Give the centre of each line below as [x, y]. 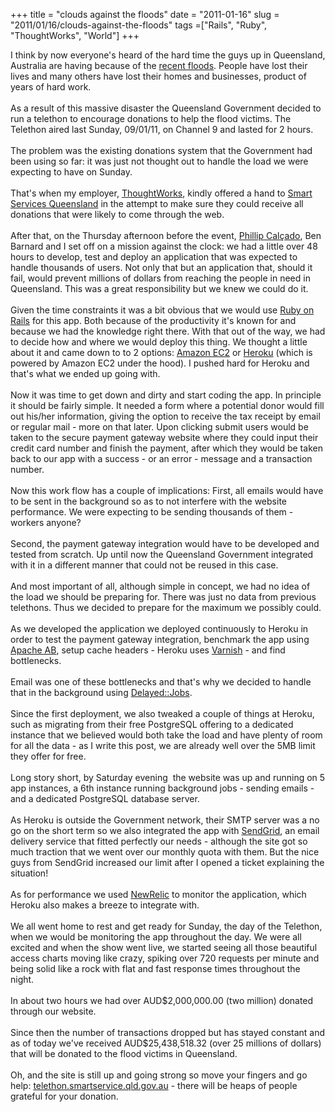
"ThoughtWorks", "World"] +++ [75, 35]
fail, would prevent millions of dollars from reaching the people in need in [160, 278]
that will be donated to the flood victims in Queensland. [124, 1053]
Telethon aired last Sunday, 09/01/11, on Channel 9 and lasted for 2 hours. [162, 129]
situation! [29, 873]
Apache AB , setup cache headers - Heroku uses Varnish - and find [148, 650]
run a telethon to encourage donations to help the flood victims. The [151, 118]
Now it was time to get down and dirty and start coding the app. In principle [166, 395]
